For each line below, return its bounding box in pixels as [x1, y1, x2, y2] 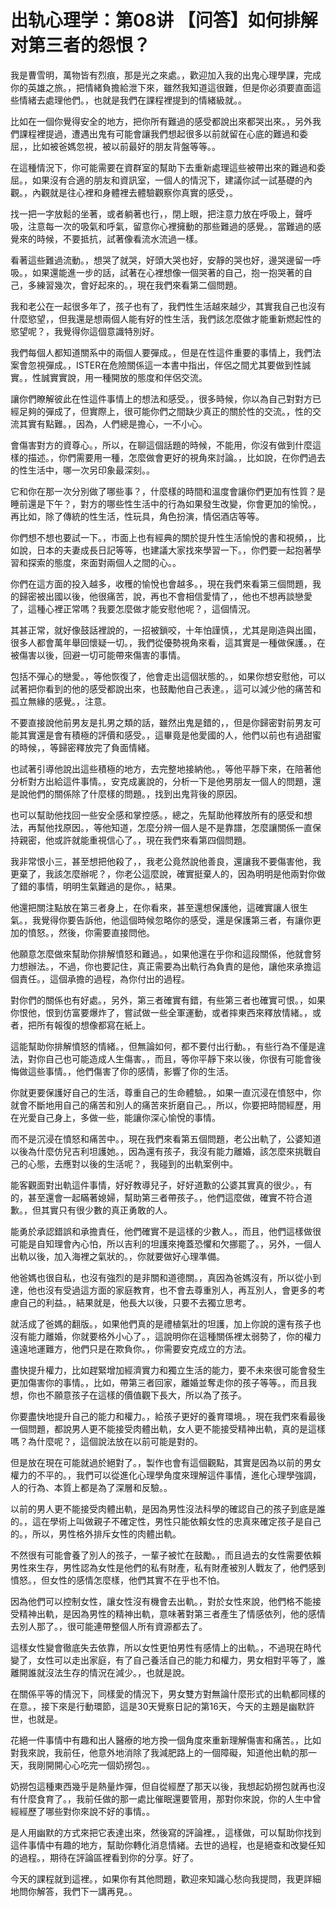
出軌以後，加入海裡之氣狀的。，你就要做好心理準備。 [10, 1250, 225, 1262]
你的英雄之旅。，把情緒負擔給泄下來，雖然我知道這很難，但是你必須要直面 [10, 81, 313, 93]
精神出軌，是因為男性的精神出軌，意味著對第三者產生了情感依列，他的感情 [18, 1607, 326, 1620]
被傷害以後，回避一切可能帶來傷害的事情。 [10, 649, 186, 661]
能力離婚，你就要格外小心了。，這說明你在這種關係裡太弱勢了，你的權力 [27, 1330, 322, 1342]
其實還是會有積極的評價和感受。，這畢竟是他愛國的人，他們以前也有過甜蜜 [18, 729, 322, 741]
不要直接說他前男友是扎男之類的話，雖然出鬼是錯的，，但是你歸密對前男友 [10, 716, 313, 728]
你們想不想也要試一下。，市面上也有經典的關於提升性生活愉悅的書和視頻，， [10, 531, 317, 543]
